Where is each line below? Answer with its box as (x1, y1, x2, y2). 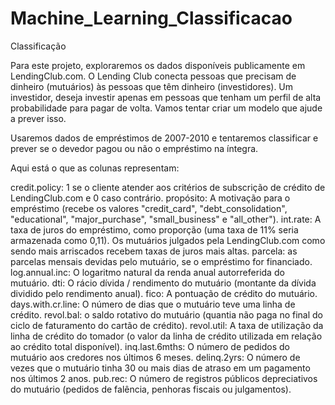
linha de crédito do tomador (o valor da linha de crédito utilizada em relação (10, 330, 323, 342)
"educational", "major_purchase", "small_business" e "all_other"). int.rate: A (10, 213, 322, 225)
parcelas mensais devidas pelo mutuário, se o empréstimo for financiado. (10, 255, 313, 267)
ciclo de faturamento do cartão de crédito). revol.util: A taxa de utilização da (10, 319, 324, 331)
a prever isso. (10, 112, 67, 124)
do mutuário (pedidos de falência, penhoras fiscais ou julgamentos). (10, 383, 292, 395)
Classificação (10, 40, 67, 52)
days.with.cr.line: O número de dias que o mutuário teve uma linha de (10, 298, 296, 310)
